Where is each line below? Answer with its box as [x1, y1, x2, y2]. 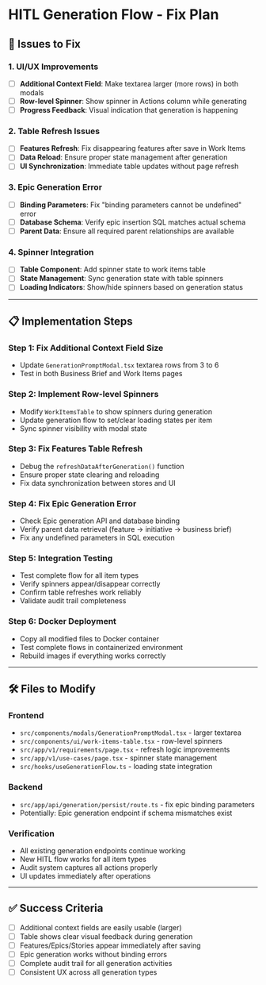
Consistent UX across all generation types [19, 968, 158, 977]
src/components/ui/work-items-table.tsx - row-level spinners [19, 737, 223, 746]
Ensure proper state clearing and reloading [19, 470, 160, 479]
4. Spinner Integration [8, 246, 94, 257]
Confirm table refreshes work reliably [19, 587, 142, 597]
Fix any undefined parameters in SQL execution [19, 533, 176, 543]
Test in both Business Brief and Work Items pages [19, 369, 183, 379]
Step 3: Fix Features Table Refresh [8, 443, 143, 454]
